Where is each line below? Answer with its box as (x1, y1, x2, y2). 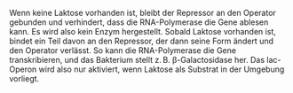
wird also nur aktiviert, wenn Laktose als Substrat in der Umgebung (38, 64, 285, 74)
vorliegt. (9, 74, 40, 83)
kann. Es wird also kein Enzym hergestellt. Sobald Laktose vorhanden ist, (9, 27, 277, 36)
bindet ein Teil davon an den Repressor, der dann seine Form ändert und (9, 35, 273, 46)
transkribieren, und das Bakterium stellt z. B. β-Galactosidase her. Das (9, 55, 265, 65)
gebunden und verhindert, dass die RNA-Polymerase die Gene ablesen (9, 17, 269, 27)
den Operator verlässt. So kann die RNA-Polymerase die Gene (9, 45, 237, 56)
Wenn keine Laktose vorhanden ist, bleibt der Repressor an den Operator (9, 8, 277, 18)
